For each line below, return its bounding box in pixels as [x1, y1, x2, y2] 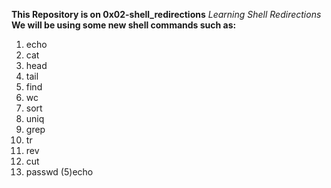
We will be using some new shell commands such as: [11, 19, 237, 31]
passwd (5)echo [25, 166, 94, 178]
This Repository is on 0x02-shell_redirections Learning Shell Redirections [11, 9, 322, 20]
